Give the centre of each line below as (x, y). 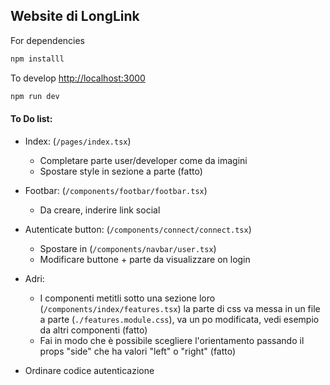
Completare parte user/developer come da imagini (143, 160)
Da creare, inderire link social (100, 210)
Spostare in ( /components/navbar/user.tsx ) (128, 248)
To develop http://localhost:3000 (78, 78)
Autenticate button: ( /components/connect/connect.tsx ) (138, 229)
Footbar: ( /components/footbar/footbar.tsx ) (116, 190)
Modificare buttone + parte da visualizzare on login (145, 259)
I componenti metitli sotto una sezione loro (127, 298)
